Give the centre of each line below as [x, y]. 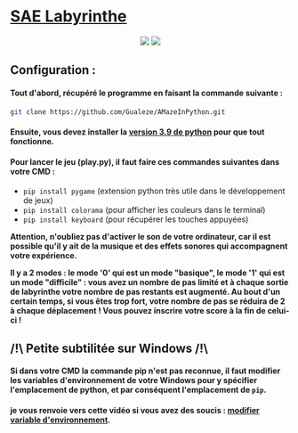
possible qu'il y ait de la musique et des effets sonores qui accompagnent [149, 246]
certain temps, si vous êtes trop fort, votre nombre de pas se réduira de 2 [148, 301]
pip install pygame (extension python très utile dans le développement [154, 191]
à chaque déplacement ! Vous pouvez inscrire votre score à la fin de [138, 311]
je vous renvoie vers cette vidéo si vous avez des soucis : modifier [135, 410]
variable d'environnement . [60, 420]
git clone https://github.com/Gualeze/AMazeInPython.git [118, 112]
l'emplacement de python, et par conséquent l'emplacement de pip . [138, 390]
